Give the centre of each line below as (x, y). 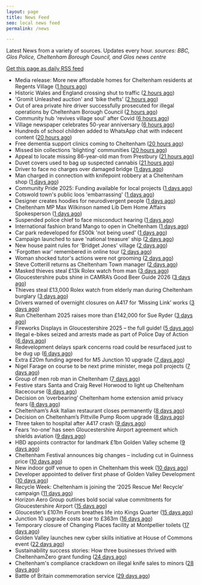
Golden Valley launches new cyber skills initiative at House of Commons (103, 538)
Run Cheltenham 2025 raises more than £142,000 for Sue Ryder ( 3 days (104, 315)
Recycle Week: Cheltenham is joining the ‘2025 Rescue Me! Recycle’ (99, 487)
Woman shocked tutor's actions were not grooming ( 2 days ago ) (94, 258)
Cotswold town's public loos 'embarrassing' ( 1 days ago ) (84, 194)
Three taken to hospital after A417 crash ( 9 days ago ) (80, 423)
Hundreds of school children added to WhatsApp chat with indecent (99, 131)
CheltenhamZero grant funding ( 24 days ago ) (71, 557)
